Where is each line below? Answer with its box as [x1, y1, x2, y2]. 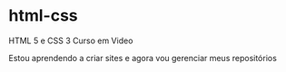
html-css [8, 5, 78, 26]
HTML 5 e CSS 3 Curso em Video [8, 35, 133, 46]
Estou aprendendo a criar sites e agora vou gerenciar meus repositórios [8, 52, 278, 63]
